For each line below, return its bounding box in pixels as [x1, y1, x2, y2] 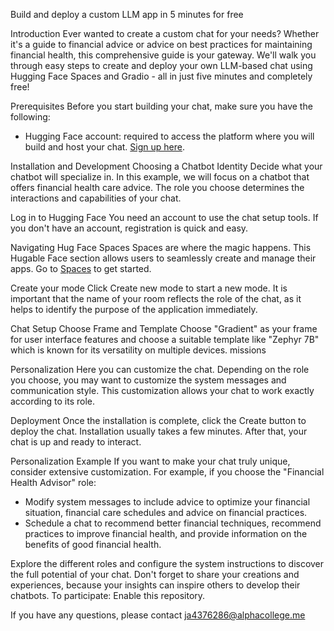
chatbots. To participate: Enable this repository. [10, 590, 206, 601]
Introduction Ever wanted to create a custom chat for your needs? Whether [10, 28, 320, 39]
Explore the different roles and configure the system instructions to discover [10, 558, 325, 569]
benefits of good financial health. [24, 539, 162, 550]
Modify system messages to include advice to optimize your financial [24, 496, 311, 508]
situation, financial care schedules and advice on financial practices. [24, 507, 308, 518]
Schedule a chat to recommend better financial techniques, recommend [24, 517, 322, 529]
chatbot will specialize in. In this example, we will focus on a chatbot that [10, 171, 310, 183]
